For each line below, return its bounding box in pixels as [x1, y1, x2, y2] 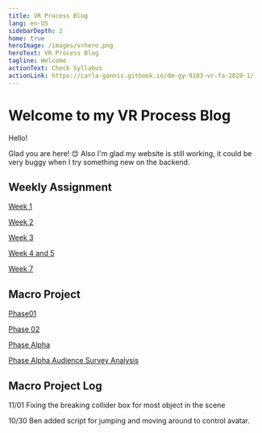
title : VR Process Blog [8, 11, 89, 20]
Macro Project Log [8, 379, 102, 393]
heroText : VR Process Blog [8, 49, 99, 57]
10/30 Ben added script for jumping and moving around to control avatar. [8, 416, 251, 425]
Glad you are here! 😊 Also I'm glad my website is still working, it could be [8, 148, 252, 158]
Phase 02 [8, 324, 40, 334]
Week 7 [8, 264, 34, 274]
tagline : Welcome [8, 57, 67, 65]
